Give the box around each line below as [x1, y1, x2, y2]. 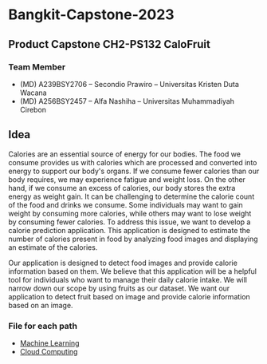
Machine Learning [19, 338, 80, 348]
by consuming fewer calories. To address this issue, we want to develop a [8, 217, 251, 227]
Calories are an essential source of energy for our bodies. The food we [8, 149, 241, 159]
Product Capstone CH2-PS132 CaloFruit [8, 38, 211, 51]
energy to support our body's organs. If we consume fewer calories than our [8, 166, 260, 176]
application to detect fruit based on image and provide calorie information [8, 291, 251, 301]
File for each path [8, 320, 78, 331]
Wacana [19, 88, 47, 97]
